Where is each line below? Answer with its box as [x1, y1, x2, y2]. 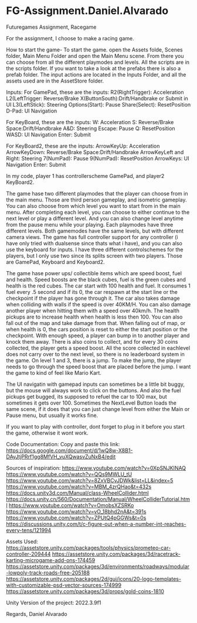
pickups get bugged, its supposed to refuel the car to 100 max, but [6, 393, 167, 400]
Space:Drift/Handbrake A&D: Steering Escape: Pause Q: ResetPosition [6, 125, 175, 132]
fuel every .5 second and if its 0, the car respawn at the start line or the [6, 288, 178, 295]
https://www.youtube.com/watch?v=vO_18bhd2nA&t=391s [6, 508, 147, 515]
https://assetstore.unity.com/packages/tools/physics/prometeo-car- [6, 544, 171, 551]
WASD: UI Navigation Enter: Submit [6, 131, 91, 138]
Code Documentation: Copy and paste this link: [6, 440, 120, 447]
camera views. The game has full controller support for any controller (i [6, 233, 178, 241]
